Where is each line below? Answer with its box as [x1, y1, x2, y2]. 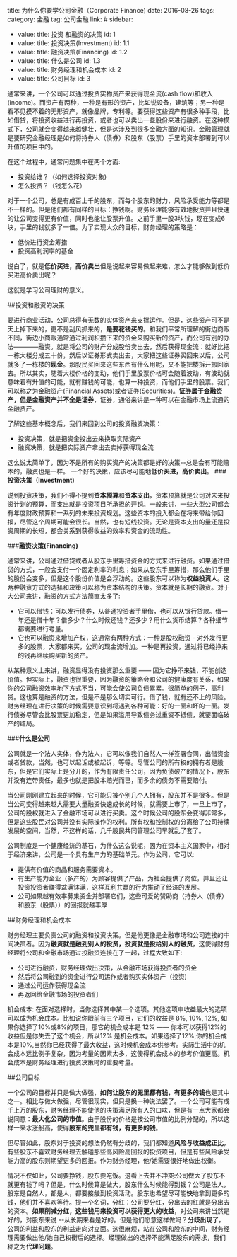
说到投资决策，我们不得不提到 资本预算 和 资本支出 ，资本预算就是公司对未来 [7, 491, 224, 499]
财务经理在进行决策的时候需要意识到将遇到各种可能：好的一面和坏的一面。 [7, 701, 224, 710]
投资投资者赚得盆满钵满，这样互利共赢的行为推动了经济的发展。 [17, 883, 203, 891]
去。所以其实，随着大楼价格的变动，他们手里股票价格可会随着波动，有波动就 [7, 369, 230, 377]
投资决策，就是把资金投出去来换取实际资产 [17, 435, 142, 442]
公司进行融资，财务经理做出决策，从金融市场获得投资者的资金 [17, 963, 197, 972]
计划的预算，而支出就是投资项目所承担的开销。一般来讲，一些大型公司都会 [13, 500, 230, 508]
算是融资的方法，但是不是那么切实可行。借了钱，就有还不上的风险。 [31, 693, 230, 701]
